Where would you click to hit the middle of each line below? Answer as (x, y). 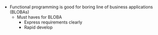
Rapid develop (38, 27)
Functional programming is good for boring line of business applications (81, 7)
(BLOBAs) (19, 12)
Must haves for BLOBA (39, 17)
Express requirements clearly (53, 22)
